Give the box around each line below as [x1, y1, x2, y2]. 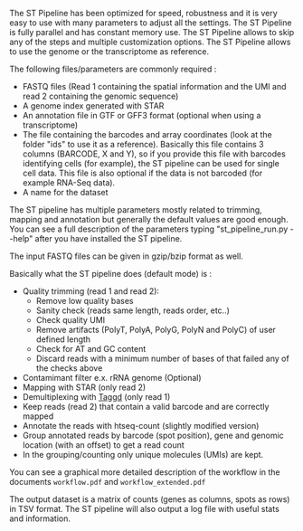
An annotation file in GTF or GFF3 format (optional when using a [22, 110, 261, 120]
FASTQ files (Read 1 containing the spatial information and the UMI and [22, 81, 287, 91]
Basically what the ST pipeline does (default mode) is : [9, 269, 213, 279]
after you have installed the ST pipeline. [34, 233, 183, 243]
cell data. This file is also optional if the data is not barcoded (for [22, 167, 263, 178]
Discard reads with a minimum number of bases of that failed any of [35, 353, 289, 364]
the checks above [35, 363, 103, 374]
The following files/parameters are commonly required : [9, 63, 217, 74]
